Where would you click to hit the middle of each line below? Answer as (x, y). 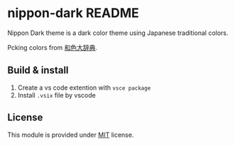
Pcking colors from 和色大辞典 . (53, 47)
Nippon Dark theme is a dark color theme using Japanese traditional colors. (118, 33)
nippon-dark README (73, 13)
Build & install (38, 70)
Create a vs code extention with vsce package (84, 88)
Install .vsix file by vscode (56, 95)
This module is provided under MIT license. (71, 135)
